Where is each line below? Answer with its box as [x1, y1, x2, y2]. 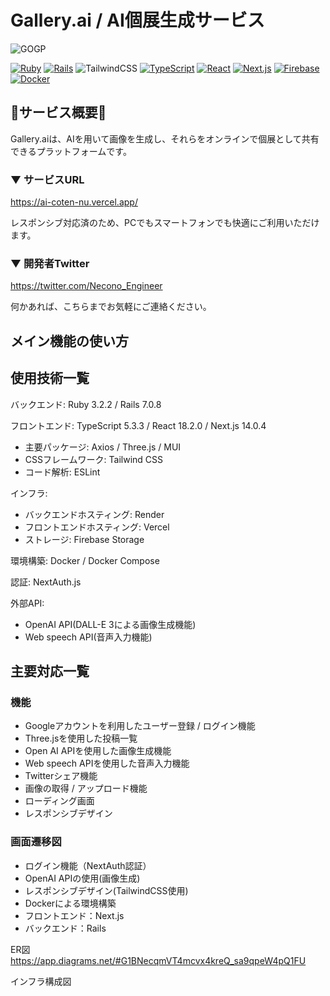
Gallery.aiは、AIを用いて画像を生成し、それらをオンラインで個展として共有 [10, 132, 320, 145]
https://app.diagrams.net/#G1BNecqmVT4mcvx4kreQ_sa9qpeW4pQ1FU [10, 954, 307, 966]
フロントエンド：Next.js [24, 909, 125, 921]
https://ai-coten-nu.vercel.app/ [10, 196, 138, 208]
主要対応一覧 [10, 662, 90, 680]
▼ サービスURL [10, 172, 85, 186]
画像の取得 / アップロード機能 [24, 782, 148, 795]
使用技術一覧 [10, 370, 90, 387]
